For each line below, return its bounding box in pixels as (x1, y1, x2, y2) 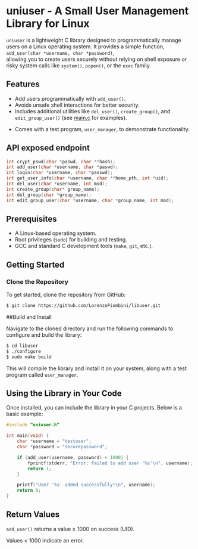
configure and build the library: (6, 331, 82, 338)
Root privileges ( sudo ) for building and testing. (14, 236, 128, 243)
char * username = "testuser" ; (17, 438, 92, 445)
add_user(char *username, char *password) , (6, 49, 115, 56)
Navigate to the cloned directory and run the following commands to (6, 325, 174, 332)
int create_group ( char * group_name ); (6, 186, 100, 192)
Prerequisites (6, 213, 57, 224)
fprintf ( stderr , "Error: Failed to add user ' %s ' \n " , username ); (27, 460, 193, 466)
